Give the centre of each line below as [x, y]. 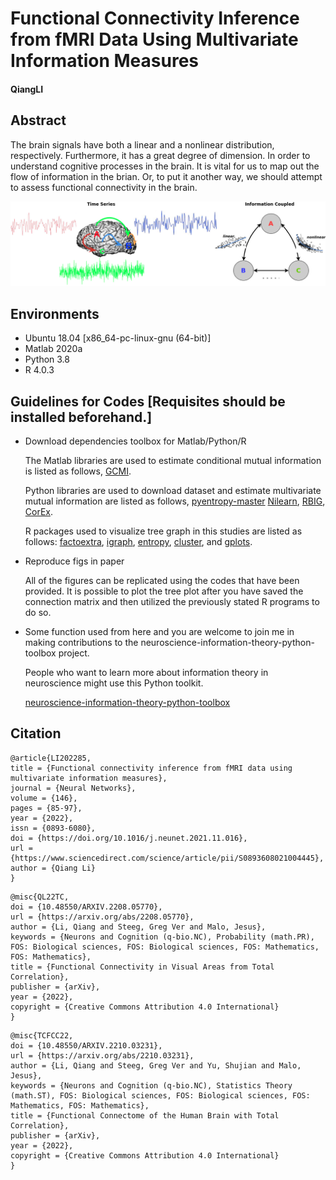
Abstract [38, 120]
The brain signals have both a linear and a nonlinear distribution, [142, 144]
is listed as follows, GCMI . [78, 471]
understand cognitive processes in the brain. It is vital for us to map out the [165, 166]
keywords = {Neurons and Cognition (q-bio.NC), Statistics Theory [151, 1085]
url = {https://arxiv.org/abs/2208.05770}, [102, 917]
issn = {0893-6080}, [53, 828]
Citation [36, 733]
